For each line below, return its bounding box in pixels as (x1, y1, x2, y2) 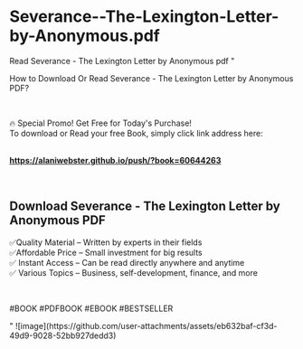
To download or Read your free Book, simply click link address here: (9, 127, 264, 138)
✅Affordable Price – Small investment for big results (9, 247, 203, 258)
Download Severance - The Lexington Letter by (9, 199, 280, 214)
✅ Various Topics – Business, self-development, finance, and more (9, 267, 258, 278)
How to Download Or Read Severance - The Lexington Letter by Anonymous (9, 72, 294, 83)
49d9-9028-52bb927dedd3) (9, 330, 117, 341)
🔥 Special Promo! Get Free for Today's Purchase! (9, 118, 193, 128)
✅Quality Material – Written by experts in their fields (9, 237, 203, 248)
